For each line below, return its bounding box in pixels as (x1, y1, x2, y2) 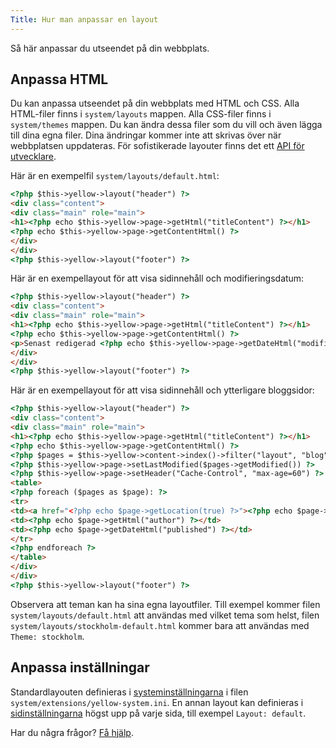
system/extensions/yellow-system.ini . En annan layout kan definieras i (10, 696, 304, 708)
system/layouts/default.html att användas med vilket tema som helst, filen (10, 609, 320, 621)
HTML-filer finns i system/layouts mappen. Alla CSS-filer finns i (10, 108, 272, 120)
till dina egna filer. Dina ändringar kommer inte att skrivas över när (10, 129, 282, 141)
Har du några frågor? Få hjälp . (10, 726, 134, 738)
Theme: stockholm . (10, 630, 85, 642)
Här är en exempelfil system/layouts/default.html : (10, 170, 220, 182)
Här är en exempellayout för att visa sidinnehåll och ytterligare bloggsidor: (10, 384, 315, 396)
